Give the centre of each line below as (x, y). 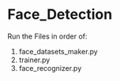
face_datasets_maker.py (58, 51)
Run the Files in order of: (47, 36)
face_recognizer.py (50, 68)
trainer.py (34, 60)
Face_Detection (60, 15)
